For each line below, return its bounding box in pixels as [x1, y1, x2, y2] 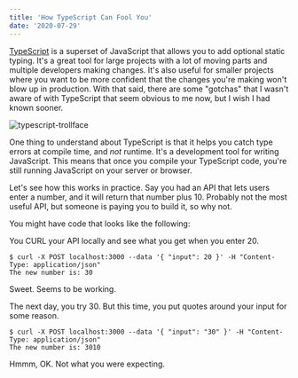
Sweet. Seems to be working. [9, 283, 117, 294]
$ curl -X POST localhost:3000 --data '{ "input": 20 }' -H [9, 252, 237, 262]
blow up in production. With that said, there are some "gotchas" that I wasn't [9, 83, 289, 94]
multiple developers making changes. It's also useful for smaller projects [9, 64, 275, 75]
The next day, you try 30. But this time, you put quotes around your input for [9, 301, 287, 311]
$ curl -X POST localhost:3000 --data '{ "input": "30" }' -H [9, 327, 244, 336]
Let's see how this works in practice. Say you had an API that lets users [9, 182, 271, 193]
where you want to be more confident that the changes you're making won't [9, 74, 287, 84]
